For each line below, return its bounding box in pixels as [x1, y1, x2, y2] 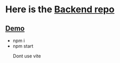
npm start [12, 43, 33, 49]
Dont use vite [12, 53, 41, 59]
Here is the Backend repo [5, 4, 115, 15]
